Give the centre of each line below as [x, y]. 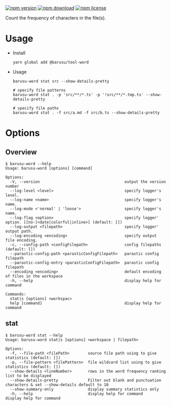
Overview [21, 152]
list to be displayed [28, 376]
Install [19, 53]
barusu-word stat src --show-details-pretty [61, 81]
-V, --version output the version [88, 182]
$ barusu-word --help [28, 164]
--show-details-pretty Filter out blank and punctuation [85, 380]
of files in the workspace [34, 276]
